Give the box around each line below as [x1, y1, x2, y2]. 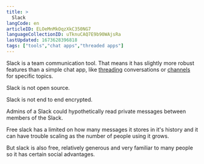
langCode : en [6, 20, 40, 26]
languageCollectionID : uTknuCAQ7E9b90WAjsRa [6, 32, 121, 38]
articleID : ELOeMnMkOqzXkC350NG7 [6, 26, 91, 32]
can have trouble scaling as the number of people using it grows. [6, 132, 169, 140]
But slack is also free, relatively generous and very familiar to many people [6, 144, 194, 151]
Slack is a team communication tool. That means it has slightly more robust [6, 59, 195, 67]
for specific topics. [6, 72, 54, 80]
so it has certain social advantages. [6, 150, 96, 158]
